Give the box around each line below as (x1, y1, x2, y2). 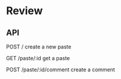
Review (6, 4, 43, 18)
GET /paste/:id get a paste (6, 55, 70, 61)
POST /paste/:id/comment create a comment (6, 66, 115, 73)
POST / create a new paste (6, 43, 72, 50)
